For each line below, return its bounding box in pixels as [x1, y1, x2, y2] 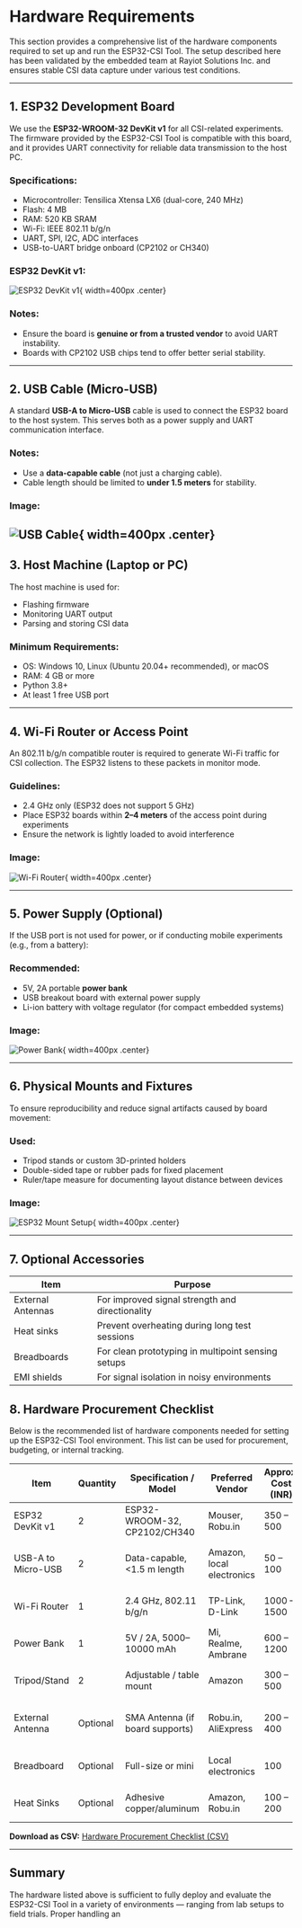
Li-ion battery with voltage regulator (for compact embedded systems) [22, 1001, 285, 1012]
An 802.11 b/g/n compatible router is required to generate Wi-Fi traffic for [9, 748, 280, 759]
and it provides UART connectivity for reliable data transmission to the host [9, 142, 288, 153]
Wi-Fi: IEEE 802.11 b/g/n [22, 223, 111, 235]
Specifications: [9, 173, 78, 186]
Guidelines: [9, 779, 61, 792]
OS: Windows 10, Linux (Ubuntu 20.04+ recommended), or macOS [22, 661, 270, 671]
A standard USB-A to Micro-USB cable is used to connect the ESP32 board [9, 405, 289, 416]
